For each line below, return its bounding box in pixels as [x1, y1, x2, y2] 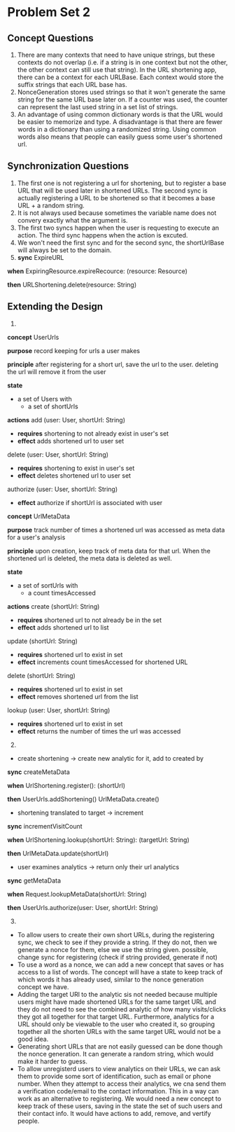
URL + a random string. [17, 201, 85, 209]
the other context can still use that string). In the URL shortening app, [17, 66, 217, 74]
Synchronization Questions [7, 160, 129, 172]
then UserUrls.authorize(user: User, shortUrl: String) [7, 903, 159, 911]
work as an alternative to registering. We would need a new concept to [17, 1094, 222, 1103]
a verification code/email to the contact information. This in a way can [17, 1086, 219, 1095]
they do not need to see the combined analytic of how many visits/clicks [17, 1005, 227, 1013]
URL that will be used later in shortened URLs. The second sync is [17, 186, 208, 195]
